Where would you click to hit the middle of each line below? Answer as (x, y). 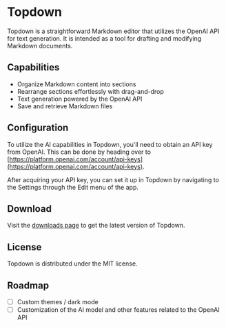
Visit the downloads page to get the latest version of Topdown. (96, 226)
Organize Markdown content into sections (76, 84)
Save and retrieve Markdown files (65, 106)
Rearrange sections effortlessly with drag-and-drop (90, 91)
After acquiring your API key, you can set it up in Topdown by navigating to (113, 179)
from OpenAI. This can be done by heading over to (79, 152)
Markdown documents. (40, 46)
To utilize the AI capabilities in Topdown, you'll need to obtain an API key (110, 144)
